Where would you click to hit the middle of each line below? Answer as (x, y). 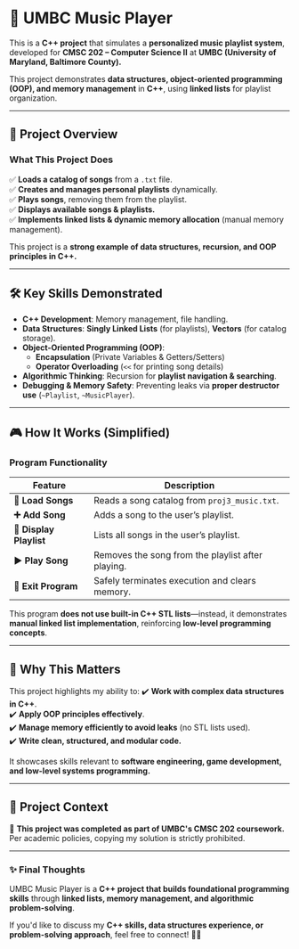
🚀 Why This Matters (65, 669)
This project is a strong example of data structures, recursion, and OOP (143, 246)
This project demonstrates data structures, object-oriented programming (146, 78)
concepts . (28, 633)
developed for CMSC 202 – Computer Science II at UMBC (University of (143, 52)
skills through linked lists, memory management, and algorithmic (132, 898)
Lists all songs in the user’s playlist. (166, 536)
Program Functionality (59, 462)
